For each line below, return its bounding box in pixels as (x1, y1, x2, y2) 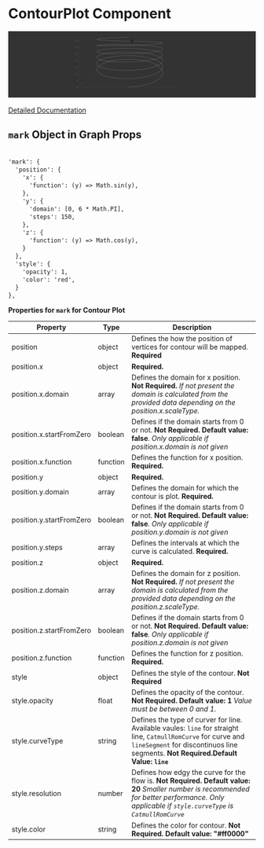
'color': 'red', (22, 276, 76, 284)
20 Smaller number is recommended (131, 784, 250, 794)
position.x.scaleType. (131, 406, 200, 415)
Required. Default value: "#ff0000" (131, 828, 249, 838)
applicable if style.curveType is (131, 801, 234, 810)
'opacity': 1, (22, 268, 68, 276)
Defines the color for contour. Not (131, 820, 241, 830)
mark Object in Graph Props (8, 128, 142, 141)
